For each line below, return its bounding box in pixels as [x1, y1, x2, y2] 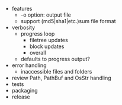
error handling [11, 62, 47, 69]
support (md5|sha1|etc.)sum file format [20, 18, 117, 24]
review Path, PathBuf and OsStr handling [11, 74, 111, 81]
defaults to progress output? [20, 56, 90, 62]
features [11, 5, 33, 12]
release [11, 93, 31, 100]
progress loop [20, 30, 55, 37]
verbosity [11, 24, 36, 31]
